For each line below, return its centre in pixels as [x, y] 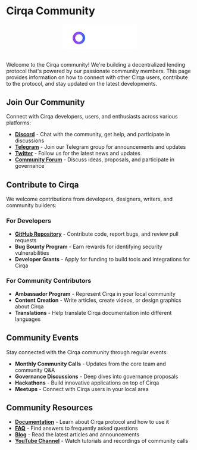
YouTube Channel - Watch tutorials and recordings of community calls [101, 441]
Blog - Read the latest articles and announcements [77, 435]
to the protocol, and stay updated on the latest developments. [82, 83]
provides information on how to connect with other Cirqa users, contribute [97, 77]
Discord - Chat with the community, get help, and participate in [92, 135]
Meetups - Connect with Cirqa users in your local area [82, 389]
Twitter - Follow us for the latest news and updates [78, 154]
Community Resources [50, 408]
